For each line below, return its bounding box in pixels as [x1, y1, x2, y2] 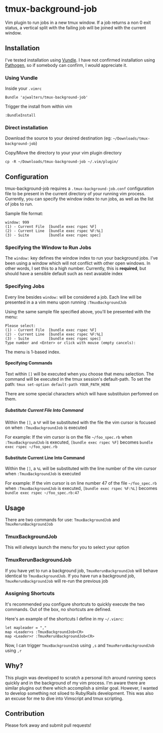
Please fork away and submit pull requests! [5, 722, 91, 728]
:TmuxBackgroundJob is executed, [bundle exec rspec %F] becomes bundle [5, 439, 153, 445]
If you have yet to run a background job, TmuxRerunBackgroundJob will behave [5, 568, 158, 573]
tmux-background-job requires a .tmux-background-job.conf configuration [5, 185, 154, 191]
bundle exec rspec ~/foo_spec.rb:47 [5, 490, 79, 496]
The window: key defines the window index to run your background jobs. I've [5, 255, 158, 261]
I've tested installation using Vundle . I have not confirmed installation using [5, 57, 155, 63]
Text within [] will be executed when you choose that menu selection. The [5, 371, 154, 377]
